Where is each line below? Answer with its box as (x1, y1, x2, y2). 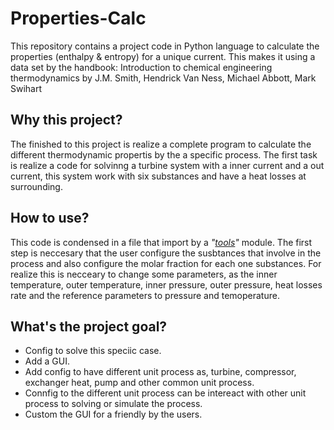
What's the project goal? (10, 318, 168, 335)
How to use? (10, 210, 90, 227)
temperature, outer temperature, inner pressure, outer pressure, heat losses (10, 278, 323, 291)
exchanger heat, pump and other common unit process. (24, 377, 255, 389)
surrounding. (10, 180, 63, 192)
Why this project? (10, 112, 123, 129)
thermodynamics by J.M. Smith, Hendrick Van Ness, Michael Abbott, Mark (10, 72, 317, 84)
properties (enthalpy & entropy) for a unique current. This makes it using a (10, 50, 316, 62)
